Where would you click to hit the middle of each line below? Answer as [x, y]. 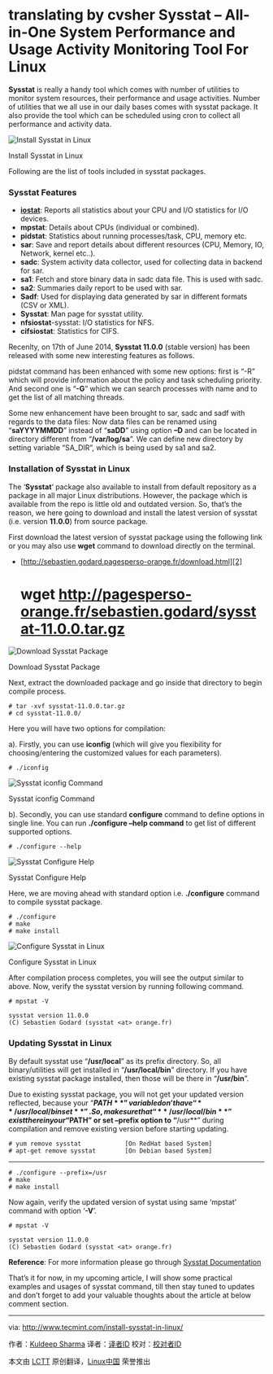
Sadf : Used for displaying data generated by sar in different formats [134, 297]
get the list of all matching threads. [67, 397]
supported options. [40, 832]
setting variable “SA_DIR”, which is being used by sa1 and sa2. [113, 448]
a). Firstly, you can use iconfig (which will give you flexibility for [115, 744]
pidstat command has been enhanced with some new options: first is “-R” [132, 371]
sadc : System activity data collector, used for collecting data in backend [141, 262]
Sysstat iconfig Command [52, 799]
